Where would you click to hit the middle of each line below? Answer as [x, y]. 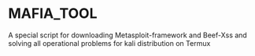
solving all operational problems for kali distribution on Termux [109, 43]
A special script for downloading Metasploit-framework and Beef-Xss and [128, 35]
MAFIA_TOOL [53, 14]
